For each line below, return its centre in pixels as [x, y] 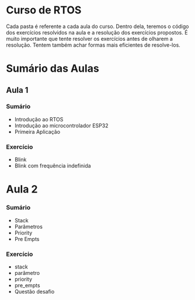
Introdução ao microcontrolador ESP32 [61, 125]
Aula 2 [22, 189]
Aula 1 [17, 90]
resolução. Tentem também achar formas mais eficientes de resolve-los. [93, 45]
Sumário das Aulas [53, 69]
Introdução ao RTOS [39, 119]
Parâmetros [28, 226]
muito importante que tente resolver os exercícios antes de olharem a [90, 39]
